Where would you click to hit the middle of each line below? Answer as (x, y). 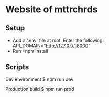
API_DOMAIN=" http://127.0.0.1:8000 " (51, 46)
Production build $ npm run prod (40, 89)
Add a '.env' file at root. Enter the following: (58, 40)
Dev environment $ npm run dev (39, 79)
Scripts (17, 67)
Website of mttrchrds (51, 9)
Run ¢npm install (30, 51)
